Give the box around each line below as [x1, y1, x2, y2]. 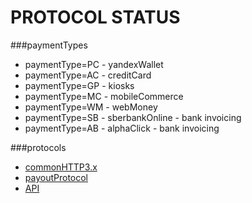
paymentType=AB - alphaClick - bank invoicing [24, 122, 220, 134]
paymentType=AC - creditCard [24, 69, 152, 81]
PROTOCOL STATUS [10, 6, 181, 29]
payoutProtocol [24, 171, 89, 183]
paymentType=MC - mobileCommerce [24, 90, 184, 102]
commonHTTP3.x [24, 161, 98, 173]
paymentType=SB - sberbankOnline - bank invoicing [24, 111, 242, 123]
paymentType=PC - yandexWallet [24, 58, 164, 70]
